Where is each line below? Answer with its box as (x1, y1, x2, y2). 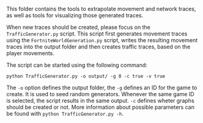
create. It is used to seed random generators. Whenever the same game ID (6, 91, 194, 97)
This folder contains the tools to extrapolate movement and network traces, (6, 6, 196, 12)
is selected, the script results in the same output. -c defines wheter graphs (6, 97, 194, 104)
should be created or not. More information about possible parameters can (6, 103, 194, 111)
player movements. (6, 50, 55, 57)
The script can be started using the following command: (6, 61, 148, 69)
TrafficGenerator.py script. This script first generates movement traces (6, 30, 188, 37)
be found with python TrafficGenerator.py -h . (6, 110, 124, 117)
